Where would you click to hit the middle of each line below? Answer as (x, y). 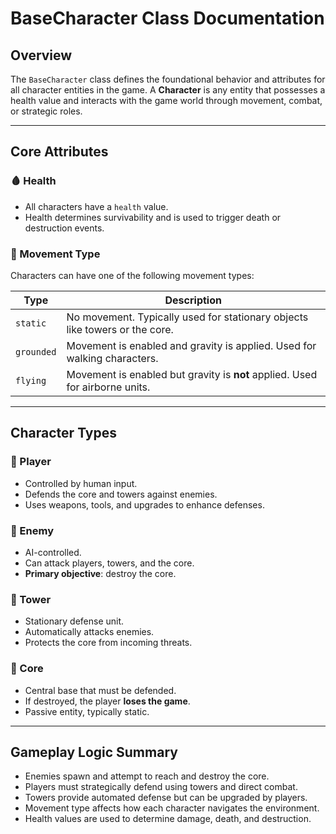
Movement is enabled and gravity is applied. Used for (191, 345)
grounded (36, 351)
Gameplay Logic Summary (94, 752)
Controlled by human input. (81, 483)
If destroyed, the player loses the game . (107, 701)
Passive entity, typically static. (87, 711)
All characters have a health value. (96, 206)
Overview (41, 55)
